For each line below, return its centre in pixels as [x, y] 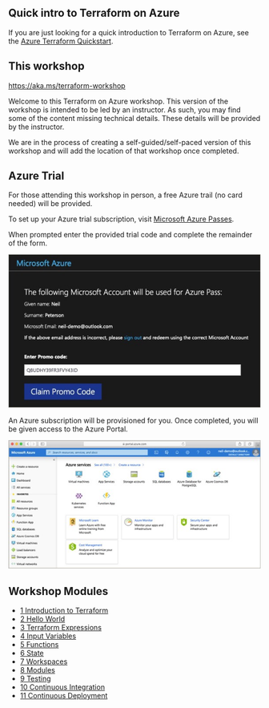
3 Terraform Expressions [61, 628]
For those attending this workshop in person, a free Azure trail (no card [125, 195]
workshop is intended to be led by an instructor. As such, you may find [125, 109]
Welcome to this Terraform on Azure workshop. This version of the [118, 101]
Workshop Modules [58, 591]
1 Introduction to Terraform [64, 611]
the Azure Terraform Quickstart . [61, 41]
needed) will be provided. [50, 204]
